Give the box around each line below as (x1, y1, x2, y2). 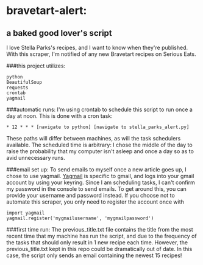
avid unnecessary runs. (6, 154, 65, 161)
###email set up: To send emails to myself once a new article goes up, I (6, 166, 187, 173)
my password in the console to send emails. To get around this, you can (6, 185, 187, 192)
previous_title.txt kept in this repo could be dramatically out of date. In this (6, 246, 193, 252)
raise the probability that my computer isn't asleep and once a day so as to (6, 148, 194, 155)
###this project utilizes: (6, 62, 66, 69)
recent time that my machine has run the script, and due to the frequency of (6, 232, 197, 239)
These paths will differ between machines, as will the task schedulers (6, 135, 181, 142)
